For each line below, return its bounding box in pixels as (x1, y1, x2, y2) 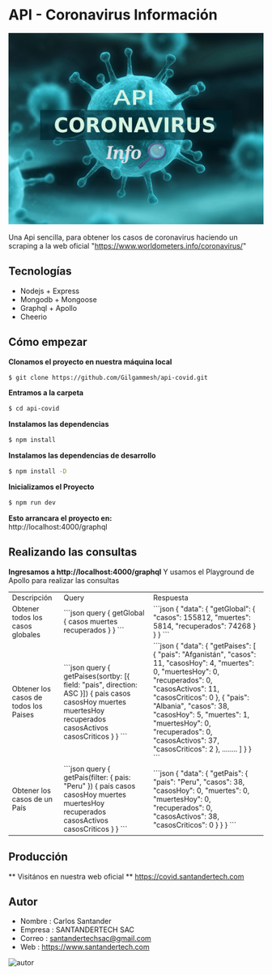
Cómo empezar (8, 335, 87, 349)
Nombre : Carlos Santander (19, 917, 112, 926)
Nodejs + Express (19, 286, 80, 296)
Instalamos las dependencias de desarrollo (8, 451, 156, 461)
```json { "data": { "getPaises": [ (152, 641, 257, 650)
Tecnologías (8, 265, 72, 279)
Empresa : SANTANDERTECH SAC (19, 925, 135, 935)
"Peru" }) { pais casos (63, 781, 136, 791)
